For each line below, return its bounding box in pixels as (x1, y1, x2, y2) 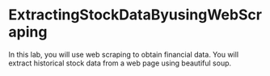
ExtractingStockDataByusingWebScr (8, 6, 263, 24)
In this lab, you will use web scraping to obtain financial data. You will (8, 49, 239, 59)
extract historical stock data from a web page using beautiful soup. (8, 58, 232, 68)
